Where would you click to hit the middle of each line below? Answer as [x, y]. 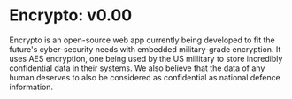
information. [31, 87]
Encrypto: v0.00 [71, 15]
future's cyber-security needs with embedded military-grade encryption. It [145, 49]
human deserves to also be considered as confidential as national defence [145, 77]
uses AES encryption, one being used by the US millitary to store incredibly [146, 58]
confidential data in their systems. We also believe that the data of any [137, 68]
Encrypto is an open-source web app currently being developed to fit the [142, 40]
